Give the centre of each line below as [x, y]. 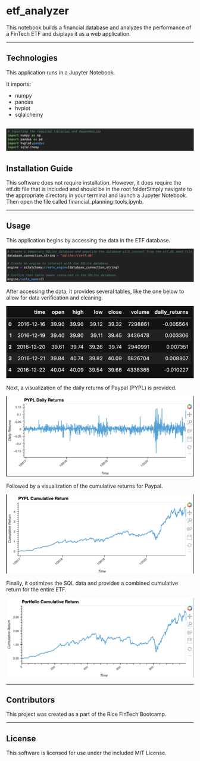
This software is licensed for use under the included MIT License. [86, 753]
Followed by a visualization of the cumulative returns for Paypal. [85, 486]
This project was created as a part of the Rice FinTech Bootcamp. [86, 714]
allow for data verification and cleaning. [54, 298]
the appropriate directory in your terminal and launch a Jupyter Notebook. [97, 195]
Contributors [31, 700]
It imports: [19, 84]
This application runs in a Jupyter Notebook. [61, 72]
